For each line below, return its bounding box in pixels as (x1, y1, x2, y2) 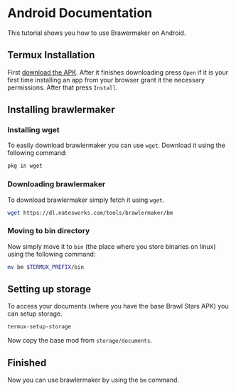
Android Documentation (7, 5, 153, 21)
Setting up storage (7, 283, 92, 296)
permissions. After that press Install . (7, 83, 119, 92)
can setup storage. (7, 309, 63, 318)
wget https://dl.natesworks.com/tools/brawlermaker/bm (7, 209, 173, 216)
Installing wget (7, 125, 60, 135)
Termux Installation (7, 49, 95, 61)
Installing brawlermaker (7, 104, 115, 116)
